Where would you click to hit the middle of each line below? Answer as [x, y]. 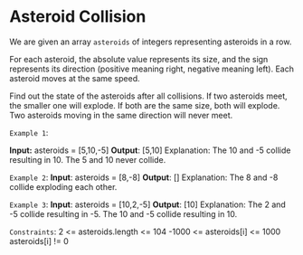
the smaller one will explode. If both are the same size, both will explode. [145, 105]
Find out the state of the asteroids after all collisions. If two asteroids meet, [148, 96]
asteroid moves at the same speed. [75, 78]
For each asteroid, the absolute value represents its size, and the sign [139, 59]
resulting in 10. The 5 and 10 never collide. [88, 159]
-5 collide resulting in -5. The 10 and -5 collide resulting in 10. [123, 213]
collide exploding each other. [63, 186]
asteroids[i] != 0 [39, 241]
